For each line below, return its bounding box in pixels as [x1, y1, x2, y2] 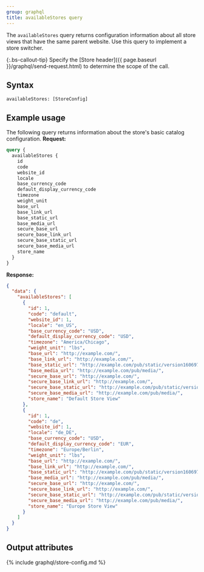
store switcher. [6, 44, 44, 52]
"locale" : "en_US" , [28, 322, 78, 328]
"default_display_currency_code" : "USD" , [28, 334, 135, 340]
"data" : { [12, 288, 36, 295]
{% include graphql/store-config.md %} [6, 559, 106, 566]
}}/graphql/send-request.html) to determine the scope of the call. [6, 62, 170, 70]
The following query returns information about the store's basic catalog [6, 129, 185, 136]
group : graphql [6, 9, 45, 15]
